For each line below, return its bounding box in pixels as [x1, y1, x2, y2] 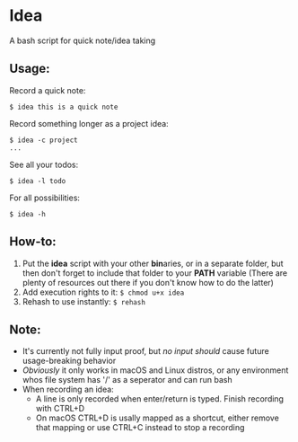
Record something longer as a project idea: [9, 118, 169, 128]
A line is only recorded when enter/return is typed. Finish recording [35, 393, 285, 404]
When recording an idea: [22, 384, 114, 395]
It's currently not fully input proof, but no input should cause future [22, 346, 269, 357]
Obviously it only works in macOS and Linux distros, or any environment [22, 365, 289, 376]
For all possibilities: [9, 192, 81, 203]
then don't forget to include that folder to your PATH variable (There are [22, 267, 288, 278]
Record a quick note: [9, 84, 86, 95]
